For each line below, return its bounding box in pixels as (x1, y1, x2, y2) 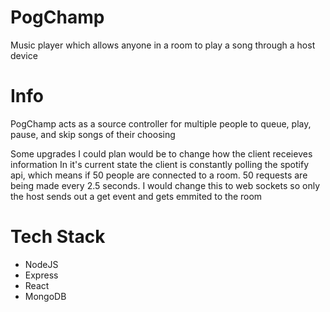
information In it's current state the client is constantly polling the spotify (10, 158, 310, 170)
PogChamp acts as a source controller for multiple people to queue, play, (10, 117, 312, 130)
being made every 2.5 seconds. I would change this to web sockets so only (10, 179, 321, 191)
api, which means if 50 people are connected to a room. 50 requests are (10, 169, 308, 181)
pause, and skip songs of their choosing (10, 128, 176, 140)
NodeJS (24, 258, 59, 270)
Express (24, 269, 59, 281)
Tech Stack (10, 226, 106, 248)
